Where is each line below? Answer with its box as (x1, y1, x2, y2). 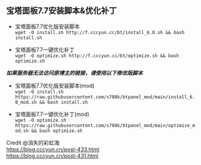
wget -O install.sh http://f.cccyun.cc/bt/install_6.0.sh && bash (14, 29, 185, 35)
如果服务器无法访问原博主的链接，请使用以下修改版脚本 (6, 69, 143, 76)
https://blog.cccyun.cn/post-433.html (6, 146, 100, 153)
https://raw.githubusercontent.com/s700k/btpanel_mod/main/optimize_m (14, 122, 196, 128)
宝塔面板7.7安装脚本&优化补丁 (6, 5, 117, 16)
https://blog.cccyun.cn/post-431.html (6, 152, 99, 159)
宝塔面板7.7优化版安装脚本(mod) (14, 82, 95, 89)
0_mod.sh (14, 99, 37, 105)
